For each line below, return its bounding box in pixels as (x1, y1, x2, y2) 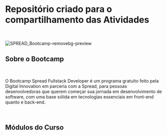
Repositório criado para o (5, 3, 112, 15)
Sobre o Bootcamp (5, 55, 64, 63)
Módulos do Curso (5, 123, 64, 132)
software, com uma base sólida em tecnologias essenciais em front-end (5, 93, 154, 99)
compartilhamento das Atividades (5, 14, 149, 25)
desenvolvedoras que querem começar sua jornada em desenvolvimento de (5, 88, 162, 94)
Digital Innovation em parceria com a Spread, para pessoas (5, 83, 127, 89)
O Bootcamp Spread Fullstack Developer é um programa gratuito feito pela (5, 77, 159, 83)
